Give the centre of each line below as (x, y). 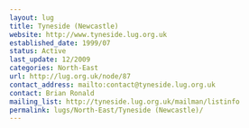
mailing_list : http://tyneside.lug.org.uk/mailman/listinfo (125, 101)
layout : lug (32, 18)
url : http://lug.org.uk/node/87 (70, 77)
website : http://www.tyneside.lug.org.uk (88, 34)
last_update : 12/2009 (50, 59)
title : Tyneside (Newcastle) (64, 26)
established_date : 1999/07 (60, 43)
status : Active (38, 51)
